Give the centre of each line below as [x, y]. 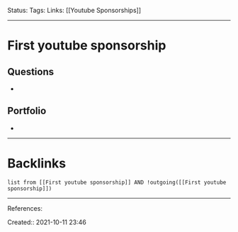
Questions [31, 71]
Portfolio [27, 111]
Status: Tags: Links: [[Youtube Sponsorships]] [74, 10]
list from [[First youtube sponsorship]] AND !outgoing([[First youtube [117, 182]
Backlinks [37, 163]
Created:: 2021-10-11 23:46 [47, 222]
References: [25, 208]
